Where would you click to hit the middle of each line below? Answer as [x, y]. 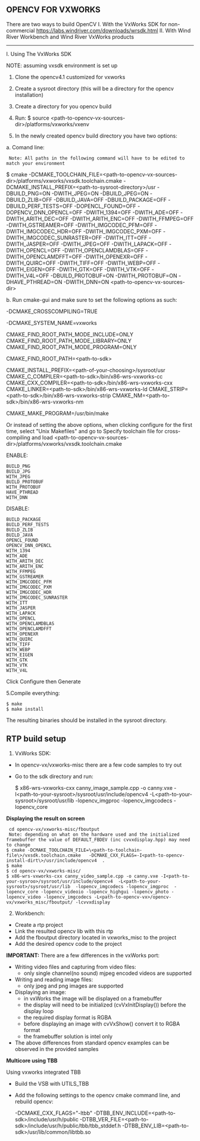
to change [18, 845]
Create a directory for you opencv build [63, 106]
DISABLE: [18, 508]
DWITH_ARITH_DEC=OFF [37, 218]
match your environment [36, 163]
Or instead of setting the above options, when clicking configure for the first [99, 424]
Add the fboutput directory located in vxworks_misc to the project [96, 937]
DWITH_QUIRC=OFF [31, 263]
